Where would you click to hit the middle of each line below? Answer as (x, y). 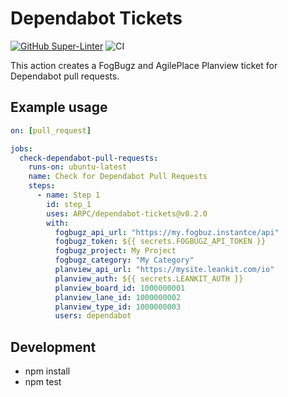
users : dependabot (93, 316)
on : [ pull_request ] (51, 130)
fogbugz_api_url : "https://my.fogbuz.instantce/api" (167, 232)
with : (58, 223)
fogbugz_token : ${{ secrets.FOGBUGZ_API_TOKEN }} (160, 242)
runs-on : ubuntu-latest (78, 167)
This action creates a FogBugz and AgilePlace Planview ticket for (144, 65)
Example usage (59, 107)
